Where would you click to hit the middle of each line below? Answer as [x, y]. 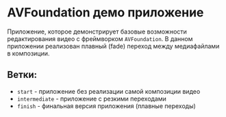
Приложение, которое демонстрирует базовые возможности [97, 31]
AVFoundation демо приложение [105, 13]
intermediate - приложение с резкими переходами [91, 99]
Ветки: [22, 75]
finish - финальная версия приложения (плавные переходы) [106, 106]
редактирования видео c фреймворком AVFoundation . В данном [100, 38]
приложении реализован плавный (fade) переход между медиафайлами [113, 46]
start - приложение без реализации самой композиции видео [109, 91]
